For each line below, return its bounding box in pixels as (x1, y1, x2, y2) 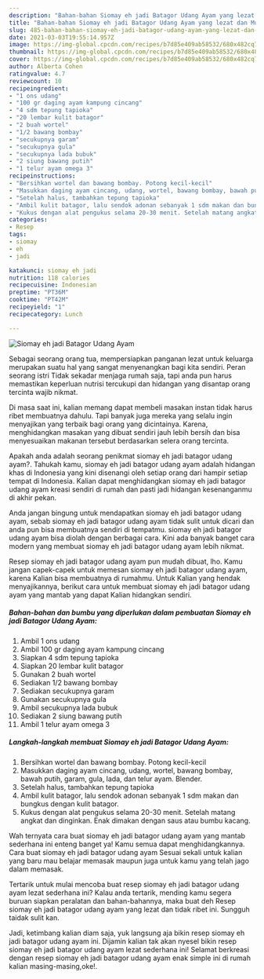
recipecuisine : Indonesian (9, 281, 97, 289)
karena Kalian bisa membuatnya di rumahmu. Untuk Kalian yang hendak (9, 573, 241, 583)
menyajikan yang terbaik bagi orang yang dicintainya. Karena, (9, 419, 208, 429)
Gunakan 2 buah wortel (20, 669, 96, 679)
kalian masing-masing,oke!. (9, 961, 98, 970)
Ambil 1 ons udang (20, 636, 81, 645)
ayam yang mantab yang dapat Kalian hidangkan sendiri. (9, 590, 192, 599)
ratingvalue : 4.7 (9, 70, 66, 78)
